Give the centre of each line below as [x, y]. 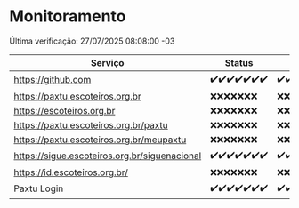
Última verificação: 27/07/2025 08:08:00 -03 [92, 41]
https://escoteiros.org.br [65, 110]
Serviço [107, 62]
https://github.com [53, 80]
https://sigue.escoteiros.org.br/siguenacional [108, 156]
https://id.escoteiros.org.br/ [71, 172]
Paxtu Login [39, 188]
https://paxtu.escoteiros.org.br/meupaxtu [100, 140]
